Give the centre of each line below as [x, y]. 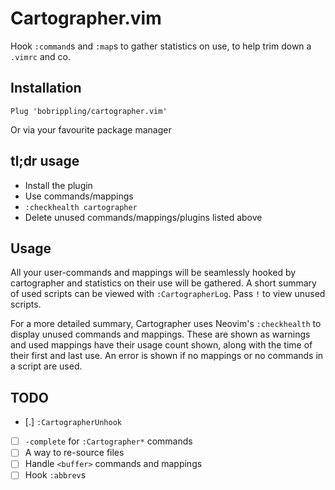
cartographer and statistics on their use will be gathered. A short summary [163, 283]
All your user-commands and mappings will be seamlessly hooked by [153, 273]
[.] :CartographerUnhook [73, 422]
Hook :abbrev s [55, 475]
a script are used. [46, 366]
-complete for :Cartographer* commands [108, 441]
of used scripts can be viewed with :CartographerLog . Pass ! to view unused [168, 294]
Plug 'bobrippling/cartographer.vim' [89, 111]
